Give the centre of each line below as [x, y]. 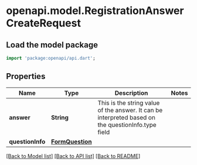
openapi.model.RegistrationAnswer [95, 11]
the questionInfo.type [127, 125]
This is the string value [129, 102]
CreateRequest [43, 23]
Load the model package [52, 45]
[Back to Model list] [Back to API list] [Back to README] [73, 156]
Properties [26, 76]
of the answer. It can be [130, 110]
